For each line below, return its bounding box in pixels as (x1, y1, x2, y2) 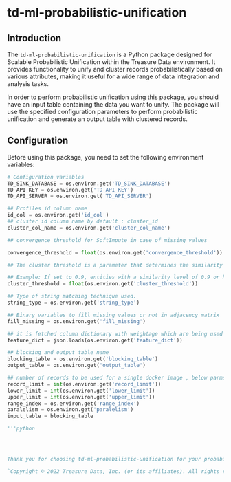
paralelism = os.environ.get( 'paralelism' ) (7, 406, 134, 413)
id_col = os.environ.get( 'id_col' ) (7, 212, 109, 219)
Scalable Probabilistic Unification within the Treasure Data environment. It (7, 58, 216, 66)
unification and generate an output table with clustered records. (7, 115, 188, 123)
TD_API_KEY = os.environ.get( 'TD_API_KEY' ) (7, 186, 134, 193)
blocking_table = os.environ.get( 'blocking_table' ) (7, 355, 158, 362)
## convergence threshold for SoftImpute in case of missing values (7, 237, 208, 243)
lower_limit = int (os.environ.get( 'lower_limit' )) (7, 387, 155, 394)
